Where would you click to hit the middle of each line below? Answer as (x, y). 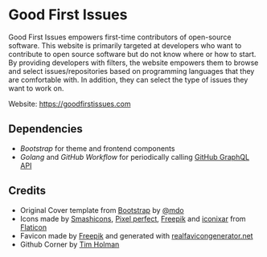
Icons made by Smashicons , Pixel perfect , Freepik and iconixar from (133, 218)
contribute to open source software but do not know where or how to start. (132, 54)
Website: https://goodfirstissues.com (70, 104)
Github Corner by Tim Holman (70, 244)
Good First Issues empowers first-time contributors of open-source (120, 37)
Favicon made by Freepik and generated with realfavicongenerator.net (136, 235)
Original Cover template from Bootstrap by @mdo (102, 210)
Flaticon (33, 227)
